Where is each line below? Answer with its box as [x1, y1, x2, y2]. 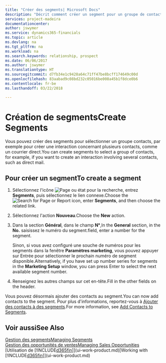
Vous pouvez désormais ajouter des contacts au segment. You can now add [5, 293, 159, 299]
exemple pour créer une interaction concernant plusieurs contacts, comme [5, 144, 158, 149]
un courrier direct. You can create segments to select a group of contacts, [5, 149, 155, 155]
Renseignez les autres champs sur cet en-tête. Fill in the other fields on [12, 279, 157, 285]
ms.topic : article [5, 35, 43, 40]
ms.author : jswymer [5, 63, 45, 68]
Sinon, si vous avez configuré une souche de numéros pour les [12, 242, 141, 248]
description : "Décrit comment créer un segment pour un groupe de [5, 12, 145, 17]
